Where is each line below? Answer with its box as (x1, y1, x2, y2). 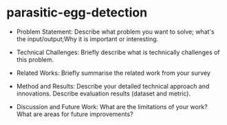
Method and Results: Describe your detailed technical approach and (16, 82, 210, 90)
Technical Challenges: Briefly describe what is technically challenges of (16, 48, 221, 56)
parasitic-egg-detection (6, 5, 148, 21)
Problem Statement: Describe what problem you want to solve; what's (16, 27, 215, 36)
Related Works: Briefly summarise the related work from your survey (16, 69, 211, 77)
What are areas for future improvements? (16, 110, 133, 118)
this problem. (16, 55, 54, 63)
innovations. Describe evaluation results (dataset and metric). (16, 89, 191, 98)
